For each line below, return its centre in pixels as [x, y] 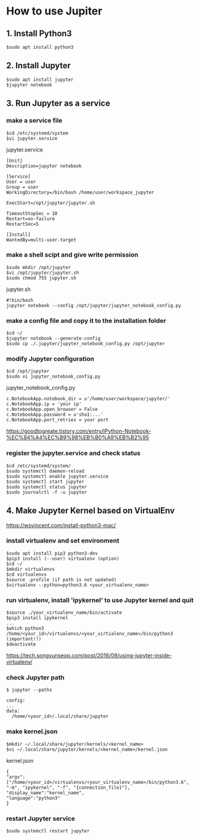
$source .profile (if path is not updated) [62, 580]
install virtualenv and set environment [63, 541]
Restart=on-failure [31, 218]
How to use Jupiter [54, 11]
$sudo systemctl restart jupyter [48, 831]
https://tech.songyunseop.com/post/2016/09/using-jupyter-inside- [89, 655]
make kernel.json [32, 731]
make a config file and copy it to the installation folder [86, 320]
